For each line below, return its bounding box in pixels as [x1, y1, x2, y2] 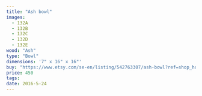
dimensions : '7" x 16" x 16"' [6, 58, 82, 64]
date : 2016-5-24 [6, 81, 47, 87]
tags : [6, 75, 20, 81]
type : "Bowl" [6, 53, 39, 59]
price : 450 [6, 70, 34, 76]
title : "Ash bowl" [6, 8, 52, 15]
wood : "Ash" [6, 48, 36, 54]
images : [6, 14, 26, 20]
